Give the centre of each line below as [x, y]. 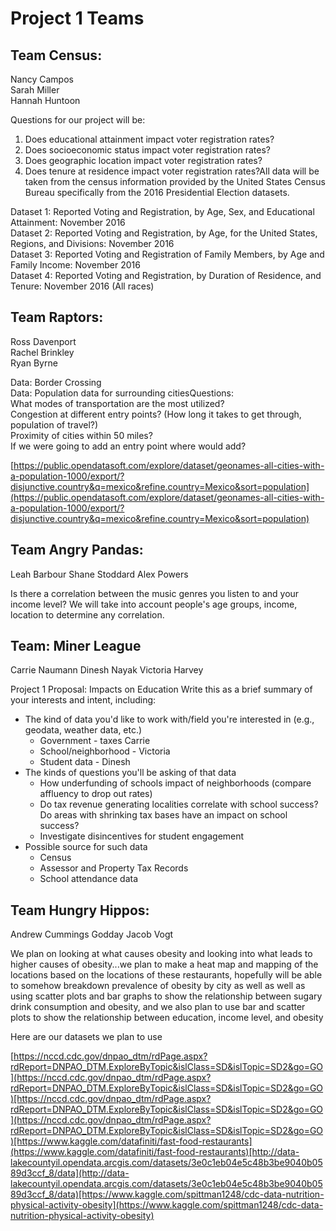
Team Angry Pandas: [77, 550]
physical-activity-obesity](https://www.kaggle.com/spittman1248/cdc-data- [167, 1205]
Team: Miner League [76, 646]
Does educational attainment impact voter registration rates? [149, 139]
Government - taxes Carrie [95, 741]
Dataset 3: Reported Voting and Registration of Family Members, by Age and [167, 254]
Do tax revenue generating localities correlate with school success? [179, 804]
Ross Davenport [43, 341]
